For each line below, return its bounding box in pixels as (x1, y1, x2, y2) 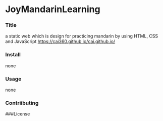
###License (5, 111, 30, 117)
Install (5, 51, 21, 58)
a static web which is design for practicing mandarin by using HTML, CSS (5, 33, 158, 39)
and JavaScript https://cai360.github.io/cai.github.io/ (5, 38, 116, 45)
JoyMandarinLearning (5, 4, 100, 15)
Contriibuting (5, 100, 39, 106)
